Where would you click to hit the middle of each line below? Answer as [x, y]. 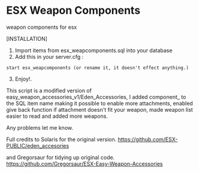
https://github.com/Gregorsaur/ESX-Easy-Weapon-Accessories [85, 163]
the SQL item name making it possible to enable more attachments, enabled [99, 103]
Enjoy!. [23, 79]
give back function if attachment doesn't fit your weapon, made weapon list [99, 109]
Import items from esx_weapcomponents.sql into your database [94, 50]
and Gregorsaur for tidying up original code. [61, 157]
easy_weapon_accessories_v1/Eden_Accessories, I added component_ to [96, 97]
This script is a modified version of [49, 90]
